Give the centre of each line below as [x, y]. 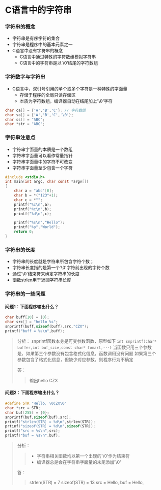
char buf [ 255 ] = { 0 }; [27, 412]
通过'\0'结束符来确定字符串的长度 [46, 274]
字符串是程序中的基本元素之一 [42, 44]
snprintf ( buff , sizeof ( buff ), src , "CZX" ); [47, 327]
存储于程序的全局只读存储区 [48, 95]
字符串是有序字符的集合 [36, 38]
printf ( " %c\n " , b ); [33, 209]
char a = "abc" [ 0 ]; [34, 191]
